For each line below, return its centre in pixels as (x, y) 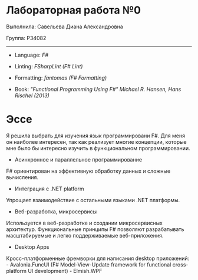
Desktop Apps (32, 247)
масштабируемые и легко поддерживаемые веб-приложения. (85, 235)
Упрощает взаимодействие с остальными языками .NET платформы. (93, 200)
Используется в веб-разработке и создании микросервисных (85, 223)
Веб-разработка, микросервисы (56, 211)
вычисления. (22, 177)
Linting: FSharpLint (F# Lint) (49, 66)
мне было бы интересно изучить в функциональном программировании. (98, 148)
